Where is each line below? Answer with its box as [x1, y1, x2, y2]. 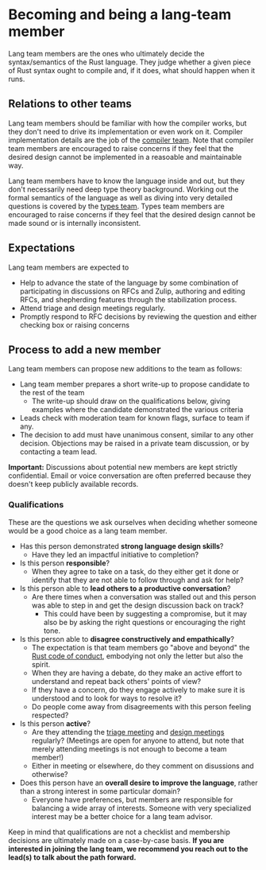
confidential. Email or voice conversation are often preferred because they [8, 471, 252, 480]
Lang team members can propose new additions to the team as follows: [8, 364, 242, 374]
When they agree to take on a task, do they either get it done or [31, 566, 240, 576]
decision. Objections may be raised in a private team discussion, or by [19, 439, 250, 449]
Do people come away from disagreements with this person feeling [31, 701, 252, 711]
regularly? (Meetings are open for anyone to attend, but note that [31, 736, 245, 745]
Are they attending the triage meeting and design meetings [31, 727, 225, 736]
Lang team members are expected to [8, 262, 129, 272]
